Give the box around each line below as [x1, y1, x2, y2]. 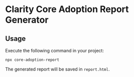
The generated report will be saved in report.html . [5, 66, 110, 72]
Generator [5, 14, 49, 26]
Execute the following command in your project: [5, 48, 104, 53]
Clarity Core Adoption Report [5, 4, 129, 15]
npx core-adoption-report [5, 57, 59, 62]
